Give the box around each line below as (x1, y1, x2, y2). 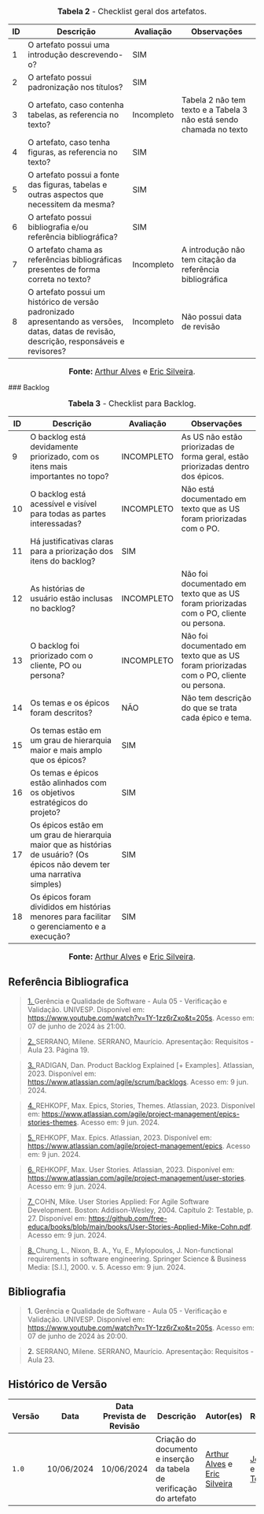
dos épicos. (181, 471, 225, 482)
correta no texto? (27, 274, 92, 285)
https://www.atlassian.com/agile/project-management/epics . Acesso (27, 1141, 251, 1151)
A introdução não (181, 244, 245, 255)
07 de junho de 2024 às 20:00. (27, 1331, 128, 1341)
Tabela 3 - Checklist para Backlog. (68, 398, 196, 408)
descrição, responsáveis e (27, 336, 125, 347)
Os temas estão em (30, 725, 102, 735)
